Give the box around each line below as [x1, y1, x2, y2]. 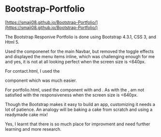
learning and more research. [5, 126, 62, 132]
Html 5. [5, 39, 19, 45]
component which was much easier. [5, 77, 77, 83]
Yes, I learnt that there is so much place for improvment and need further [5, 121, 150, 127]
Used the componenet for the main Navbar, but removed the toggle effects [5, 48, 154, 54]
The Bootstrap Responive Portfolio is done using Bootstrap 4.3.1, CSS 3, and [5, 34, 156, 40]
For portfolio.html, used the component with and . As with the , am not [5, 87, 145, 92]
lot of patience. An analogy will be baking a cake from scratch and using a [5, 107, 153, 112]
